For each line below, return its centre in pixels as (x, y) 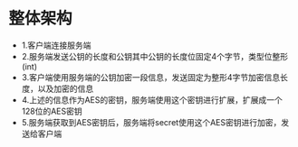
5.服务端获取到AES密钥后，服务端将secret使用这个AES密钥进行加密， (151, 122)
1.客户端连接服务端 (56, 45)
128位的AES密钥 (52, 111)
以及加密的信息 (66, 88)
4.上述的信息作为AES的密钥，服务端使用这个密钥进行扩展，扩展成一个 (152, 99)
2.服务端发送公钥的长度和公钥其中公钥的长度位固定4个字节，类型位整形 (155, 56)
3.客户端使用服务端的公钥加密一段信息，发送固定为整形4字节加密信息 (151, 77)
